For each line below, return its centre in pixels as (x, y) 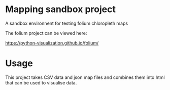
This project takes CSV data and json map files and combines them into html (85, 77)
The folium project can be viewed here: (46, 33)
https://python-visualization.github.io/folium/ (52, 43)
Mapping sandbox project (60, 9)
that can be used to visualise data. (41, 82)
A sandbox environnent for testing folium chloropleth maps (67, 23)
